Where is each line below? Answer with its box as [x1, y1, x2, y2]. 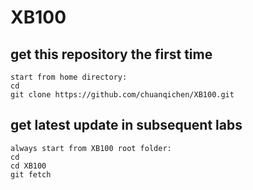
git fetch [10, 169, 52, 180]
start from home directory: [10, 72, 128, 82]
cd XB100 [10, 161, 47, 171]
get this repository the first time [10, 46, 213, 63]
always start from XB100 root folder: [10, 143, 172, 153]
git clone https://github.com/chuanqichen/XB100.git [10, 90, 235, 100]
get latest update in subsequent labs [10, 117, 243, 134]
